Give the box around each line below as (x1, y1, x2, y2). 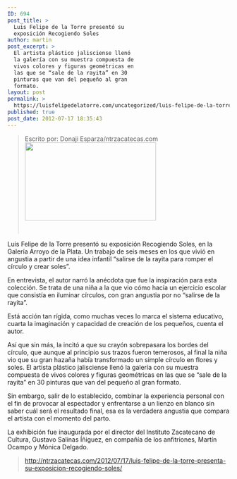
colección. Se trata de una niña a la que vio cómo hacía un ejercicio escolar (7, 283, 227, 292)
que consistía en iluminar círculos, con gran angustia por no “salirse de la (7, 290, 220, 299)
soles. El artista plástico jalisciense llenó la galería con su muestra (7, 363, 199, 371)
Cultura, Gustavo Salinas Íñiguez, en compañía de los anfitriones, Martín (7, 435, 217, 444)
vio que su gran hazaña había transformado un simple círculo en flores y (7, 355, 218, 363)
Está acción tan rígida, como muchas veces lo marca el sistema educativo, (7, 311, 224, 321)
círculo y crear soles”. (7, 262, 71, 270)
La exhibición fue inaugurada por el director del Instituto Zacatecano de (7, 428, 216, 436)
